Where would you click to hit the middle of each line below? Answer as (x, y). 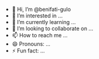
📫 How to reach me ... (40, 35)
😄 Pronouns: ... (31, 44)
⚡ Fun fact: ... (28, 51)
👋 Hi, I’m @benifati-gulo (41, 9)
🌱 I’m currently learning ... (44, 22)
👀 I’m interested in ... (37, 16)
